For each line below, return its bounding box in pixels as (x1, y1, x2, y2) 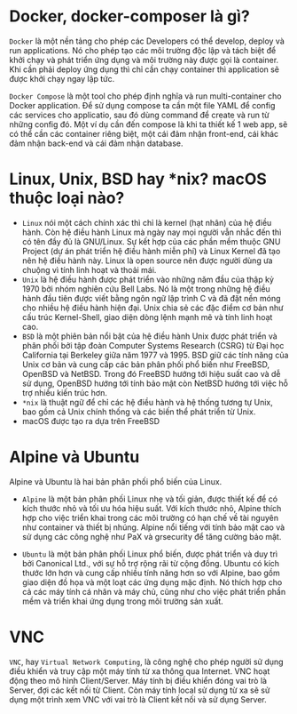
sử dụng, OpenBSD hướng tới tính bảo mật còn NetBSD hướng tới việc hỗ (21, 378, 288, 389)
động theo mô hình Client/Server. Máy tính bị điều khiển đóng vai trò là (9, 675, 268, 686)
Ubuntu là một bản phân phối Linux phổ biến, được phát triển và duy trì (21, 549, 277, 559)
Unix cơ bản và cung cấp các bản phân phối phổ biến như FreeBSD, (21, 358, 270, 370)
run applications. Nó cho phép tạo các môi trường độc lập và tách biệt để (9, 44, 277, 55)
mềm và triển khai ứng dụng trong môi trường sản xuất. (21, 596, 223, 606)
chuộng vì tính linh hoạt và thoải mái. (21, 264, 157, 275)
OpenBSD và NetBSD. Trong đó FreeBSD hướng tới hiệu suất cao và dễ (21, 368, 281, 379)
